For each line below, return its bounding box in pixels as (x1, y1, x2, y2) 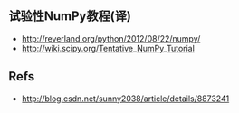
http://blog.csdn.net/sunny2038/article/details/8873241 (21, 93, 230, 104)
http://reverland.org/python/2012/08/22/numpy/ (21, 33, 201, 43)
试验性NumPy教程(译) (8, 8, 132, 24)
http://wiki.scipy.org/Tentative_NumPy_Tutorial (21, 42, 196, 53)
